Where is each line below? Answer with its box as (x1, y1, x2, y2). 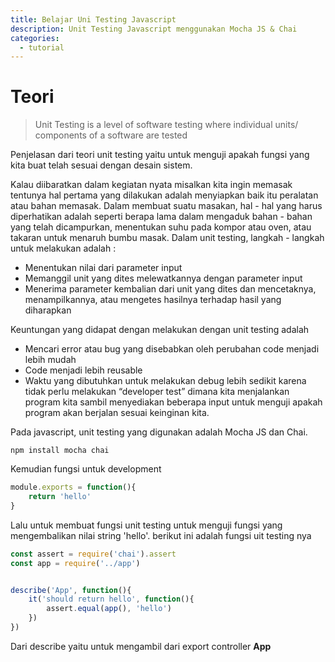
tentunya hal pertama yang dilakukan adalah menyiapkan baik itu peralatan (10, 189, 319, 201)
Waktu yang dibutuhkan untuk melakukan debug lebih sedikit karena (24, 375, 307, 387)
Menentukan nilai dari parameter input (24, 262, 183, 274)
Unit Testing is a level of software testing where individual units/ (34, 119, 299, 131)
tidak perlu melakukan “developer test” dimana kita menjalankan (24, 386, 290, 398)
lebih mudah (24, 354, 77, 366)
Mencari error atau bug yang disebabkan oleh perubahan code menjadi (24, 343, 320, 355)
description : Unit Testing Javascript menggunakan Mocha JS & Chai (10, 24, 298, 34)
